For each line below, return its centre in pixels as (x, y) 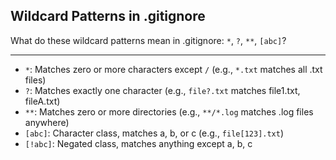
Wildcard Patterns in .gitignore (108, 16)
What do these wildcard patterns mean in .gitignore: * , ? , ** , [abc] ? (148, 40)
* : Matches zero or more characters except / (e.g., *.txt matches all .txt (173, 69)
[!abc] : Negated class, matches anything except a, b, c (138, 143)
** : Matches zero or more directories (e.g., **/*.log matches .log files (169, 111)
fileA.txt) (42, 101)
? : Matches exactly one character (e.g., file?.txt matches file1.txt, (162, 90)
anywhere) (47, 122)
